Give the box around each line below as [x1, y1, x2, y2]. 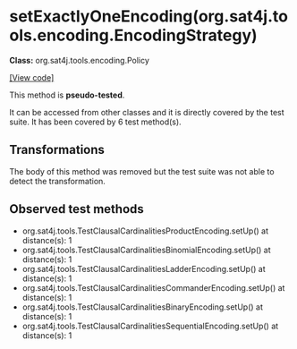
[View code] [9, 72, 55, 82]
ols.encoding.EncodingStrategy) [9, 25, 258, 46]
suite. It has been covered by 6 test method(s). [9, 116, 182, 127]
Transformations [9, 142, 106, 157]
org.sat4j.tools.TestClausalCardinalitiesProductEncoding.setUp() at [21, 226, 268, 236]
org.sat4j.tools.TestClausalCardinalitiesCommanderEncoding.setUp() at [21, 282, 285, 293]
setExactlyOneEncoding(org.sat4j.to [9, 6, 289, 27]
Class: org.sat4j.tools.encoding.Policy [9, 55, 150, 65]
